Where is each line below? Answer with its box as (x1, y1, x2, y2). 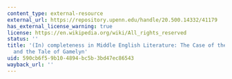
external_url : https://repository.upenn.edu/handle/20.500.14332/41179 (7, 16, 217, 23)
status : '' (7, 36, 39, 43)
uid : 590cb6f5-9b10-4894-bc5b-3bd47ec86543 (7, 55, 135, 62)
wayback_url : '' (7, 61, 54, 68)
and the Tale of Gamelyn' (13, 49, 88, 56)
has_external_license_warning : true (7, 23, 113, 30)
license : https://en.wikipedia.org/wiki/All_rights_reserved (7, 29, 187, 36)
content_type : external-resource (7, 10, 104, 17)
